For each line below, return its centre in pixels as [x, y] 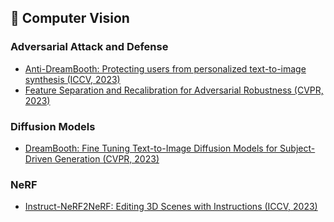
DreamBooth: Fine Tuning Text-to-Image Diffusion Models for [151, 148]
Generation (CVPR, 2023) [107, 158]
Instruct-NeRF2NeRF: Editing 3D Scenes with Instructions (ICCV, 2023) [171, 207]
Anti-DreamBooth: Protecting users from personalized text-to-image [165, 68]
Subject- [297, 148]
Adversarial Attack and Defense [89, 47]
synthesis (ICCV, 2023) [72, 79]
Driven [38, 158]
